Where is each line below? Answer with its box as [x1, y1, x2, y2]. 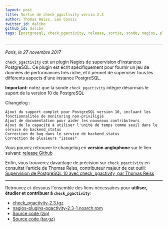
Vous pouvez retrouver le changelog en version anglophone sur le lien [5, 145, 151, 151]
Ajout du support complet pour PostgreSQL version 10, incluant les [5, 109, 151, 115]
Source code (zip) [12, 210, 50, 216]
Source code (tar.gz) [12, 216, 55, 221]
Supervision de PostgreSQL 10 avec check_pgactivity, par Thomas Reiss [5, 170, 154, 176]
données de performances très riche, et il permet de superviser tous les [5, 70, 153, 75]
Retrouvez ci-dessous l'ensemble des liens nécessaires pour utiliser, [5, 185, 147, 191]
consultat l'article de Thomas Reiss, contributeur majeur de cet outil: [5, 165, 146, 171]
